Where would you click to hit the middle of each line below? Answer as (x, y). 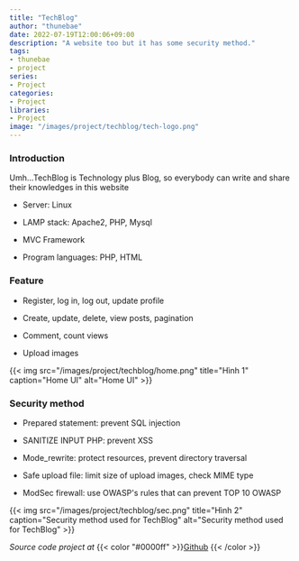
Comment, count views (65, 336)
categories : (32, 93)
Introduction (37, 158)
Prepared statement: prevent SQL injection (101, 423)
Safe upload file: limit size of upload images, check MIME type (138, 475)
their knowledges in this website (69, 188)
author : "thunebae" (46, 26)
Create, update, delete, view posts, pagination (108, 317)
